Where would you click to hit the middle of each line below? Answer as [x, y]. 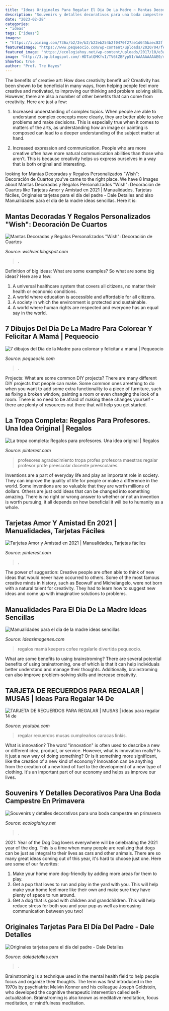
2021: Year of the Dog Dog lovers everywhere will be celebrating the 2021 [81, 842]
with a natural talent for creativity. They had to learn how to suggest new [80, 588]
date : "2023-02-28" [26, 19]
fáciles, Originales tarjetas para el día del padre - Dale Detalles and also [79, 195]
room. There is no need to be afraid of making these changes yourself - [79, 399]
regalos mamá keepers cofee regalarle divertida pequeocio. [79, 649]
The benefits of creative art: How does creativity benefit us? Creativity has [82, 81]
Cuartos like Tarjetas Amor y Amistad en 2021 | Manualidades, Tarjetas [78, 190]
